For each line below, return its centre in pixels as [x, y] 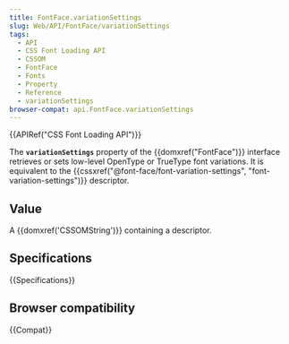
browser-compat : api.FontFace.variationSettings [102, 109]
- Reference [40, 92]
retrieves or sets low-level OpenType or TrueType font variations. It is [136, 161]
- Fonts [32, 76]
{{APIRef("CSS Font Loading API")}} [76, 134]
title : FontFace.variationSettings [76, 17]
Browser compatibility [72, 309]
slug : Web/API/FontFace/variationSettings [89, 26]
